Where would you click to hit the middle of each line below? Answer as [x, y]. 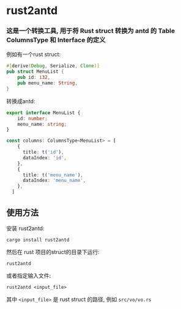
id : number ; [32, 118]
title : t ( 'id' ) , [43, 152]
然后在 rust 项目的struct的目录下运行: [53, 252]
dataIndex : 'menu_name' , [54, 181]
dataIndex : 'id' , [45, 158]
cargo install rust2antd [38, 240]
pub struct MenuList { [35, 72]
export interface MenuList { [43, 113]
